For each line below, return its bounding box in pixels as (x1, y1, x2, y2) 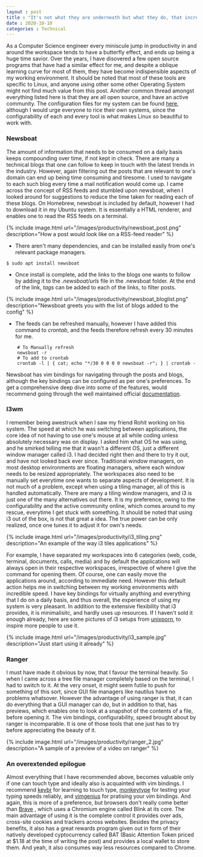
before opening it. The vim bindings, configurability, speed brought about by (6, 714, 196, 721)
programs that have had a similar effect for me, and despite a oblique (6, 62, 178, 69)
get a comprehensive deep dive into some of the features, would (6, 384, 167, 391)
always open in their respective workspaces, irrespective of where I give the (6, 564, 196, 571)
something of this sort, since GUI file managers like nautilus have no (6, 688, 176, 695)
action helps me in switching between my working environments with (6, 583, 178, 591)
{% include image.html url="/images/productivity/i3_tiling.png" (6, 533, 163, 541)
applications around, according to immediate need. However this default (6, 577, 186, 584)
